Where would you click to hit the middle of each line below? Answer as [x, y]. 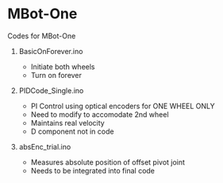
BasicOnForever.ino [51, 51]
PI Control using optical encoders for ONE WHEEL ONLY [123, 106]
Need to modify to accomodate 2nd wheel [100, 114]
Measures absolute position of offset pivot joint [108, 162]
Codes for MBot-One [42, 36]
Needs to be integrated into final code [93, 170]
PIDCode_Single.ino [51, 90]
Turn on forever [56, 75]
